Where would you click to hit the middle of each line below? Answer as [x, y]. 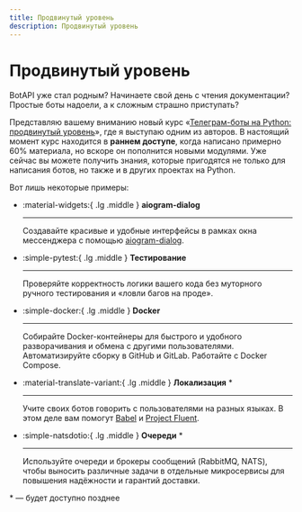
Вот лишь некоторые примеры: [69, 188]
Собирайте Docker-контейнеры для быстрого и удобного [132, 337]
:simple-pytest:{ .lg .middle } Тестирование [104, 258]
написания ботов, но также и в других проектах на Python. [123, 170]
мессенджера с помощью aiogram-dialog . [103, 240]
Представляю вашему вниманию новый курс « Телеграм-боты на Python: [151, 122]
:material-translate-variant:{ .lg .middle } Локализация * [127, 382]
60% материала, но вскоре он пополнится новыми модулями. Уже [138, 151]
